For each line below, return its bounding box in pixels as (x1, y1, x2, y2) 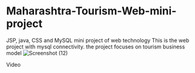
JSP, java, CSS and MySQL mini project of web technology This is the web (6, 36, 190, 44)
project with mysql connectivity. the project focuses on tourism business (6, 43, 185, 50)
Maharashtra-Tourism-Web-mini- (6, 4, 177, 18)
